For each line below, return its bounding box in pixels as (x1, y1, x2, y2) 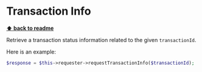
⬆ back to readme (6, 24, 54, 32)
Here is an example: (6, 48, 57, 56)
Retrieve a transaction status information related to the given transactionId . (6, 36, 197, 43)
